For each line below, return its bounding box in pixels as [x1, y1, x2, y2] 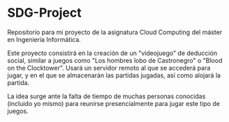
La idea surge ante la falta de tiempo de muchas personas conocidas [7, 92, 206, 100]
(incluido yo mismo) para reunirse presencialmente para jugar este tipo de [7, 99, 220, 107]
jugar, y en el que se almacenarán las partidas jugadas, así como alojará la [7, 71, 221, 79]
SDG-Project [7, 5, 82, 21]
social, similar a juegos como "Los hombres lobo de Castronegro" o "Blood [7, 56, 223, 64]
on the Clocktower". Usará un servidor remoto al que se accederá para [7, 63, 211, 72]
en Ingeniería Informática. [7, 35, 82, 43]
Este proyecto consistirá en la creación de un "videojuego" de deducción [7, 49, 218, 57]
